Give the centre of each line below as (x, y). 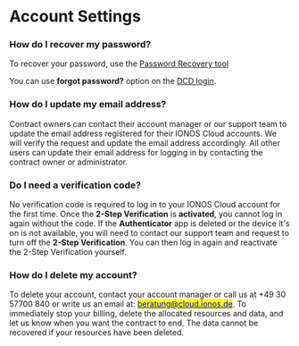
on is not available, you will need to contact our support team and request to (149, 233)
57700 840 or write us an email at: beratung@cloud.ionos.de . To (128, 304)
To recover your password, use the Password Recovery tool (119, 63)
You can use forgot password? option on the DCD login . (113, 81)
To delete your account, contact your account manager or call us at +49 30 (148, 295)
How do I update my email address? (88, 105)
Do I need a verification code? (75, 185)
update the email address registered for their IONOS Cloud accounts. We (143, 133)
